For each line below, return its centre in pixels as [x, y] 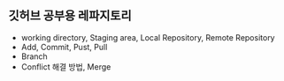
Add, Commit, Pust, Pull [64, 47]
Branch [34, 56]
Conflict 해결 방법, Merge [66, 66]
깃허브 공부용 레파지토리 [70, 16]
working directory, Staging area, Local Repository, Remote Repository [148, 37]
